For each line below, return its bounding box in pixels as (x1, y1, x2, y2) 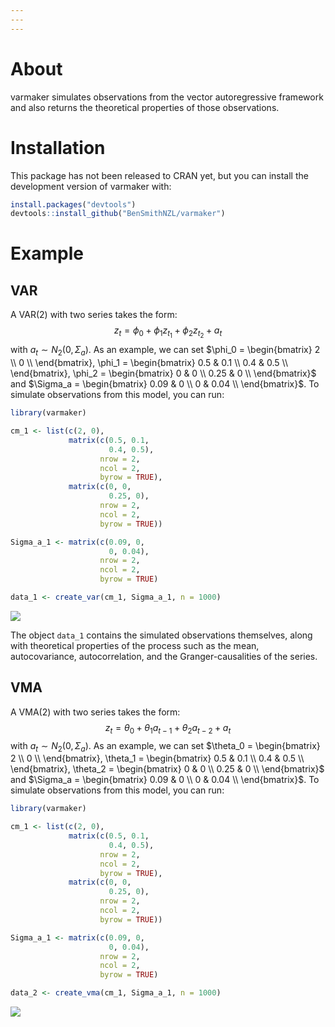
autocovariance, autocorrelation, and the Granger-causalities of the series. (10, 650, 318, 662)
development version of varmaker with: (10, 180, 172, 192)
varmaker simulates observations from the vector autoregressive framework (10, 91, 324, 103)
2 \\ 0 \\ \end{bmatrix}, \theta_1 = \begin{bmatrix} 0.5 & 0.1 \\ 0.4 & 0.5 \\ (10, 752, 305, 765)
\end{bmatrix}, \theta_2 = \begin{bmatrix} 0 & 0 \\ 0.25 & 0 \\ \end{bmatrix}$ (10, 763, 325, 775)
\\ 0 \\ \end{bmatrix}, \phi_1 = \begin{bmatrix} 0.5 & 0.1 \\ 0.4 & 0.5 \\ (10, 357, 288, 369)
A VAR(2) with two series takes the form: (10, 309, 178, 321)
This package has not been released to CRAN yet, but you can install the (10, 169, 309, 181)
